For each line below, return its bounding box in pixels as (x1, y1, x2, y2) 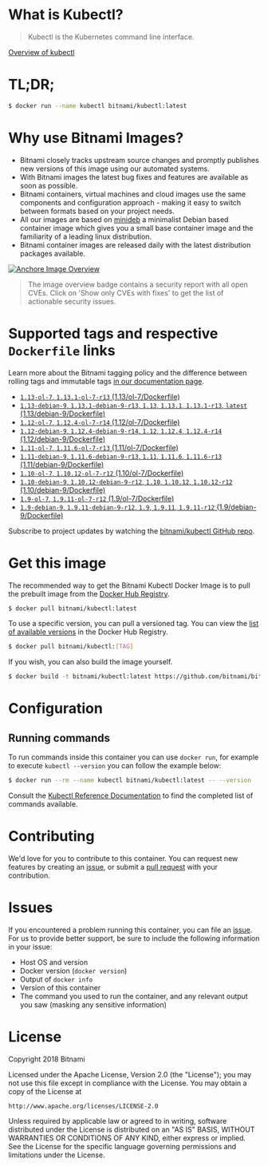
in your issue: (8, 942, 53, 951)
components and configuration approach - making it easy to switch (19, 197, 242, 207)
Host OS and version (19, 957, 89, 967)
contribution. (8, 871, 50, 880)
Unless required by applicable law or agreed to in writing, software (8, 1116, 227, 1125)
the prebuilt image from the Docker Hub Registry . (8, 589, 170, 598)
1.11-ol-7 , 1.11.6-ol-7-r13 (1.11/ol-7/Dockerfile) (19, 442, 179, 452)
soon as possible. (19, 180, 78, 190)
